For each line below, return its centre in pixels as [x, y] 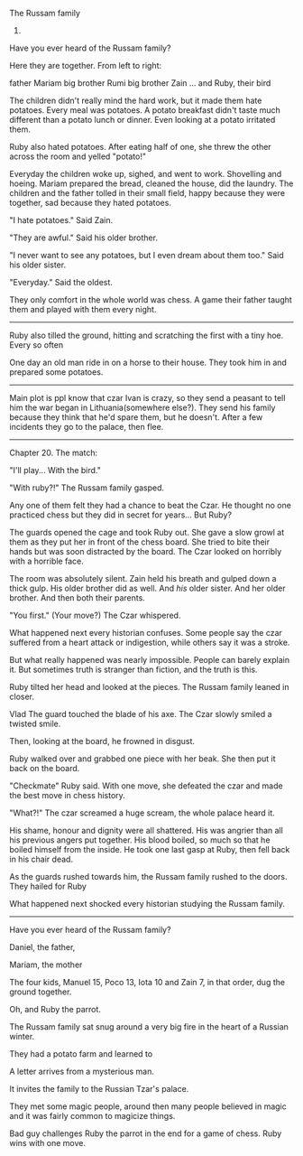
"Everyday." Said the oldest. [61, 282]
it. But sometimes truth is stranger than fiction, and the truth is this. [133, 669]
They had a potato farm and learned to [81, 1054]
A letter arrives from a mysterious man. [82, 1071]
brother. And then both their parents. [78, 598]
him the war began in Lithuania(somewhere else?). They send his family [142, 407]
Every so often [37, 345]
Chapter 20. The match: [54, 452]
